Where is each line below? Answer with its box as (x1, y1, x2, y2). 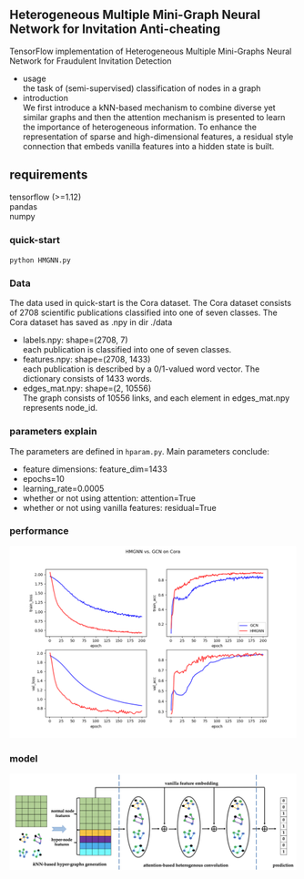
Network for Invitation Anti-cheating (9, 22, 221, 37)
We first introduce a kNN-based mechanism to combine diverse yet (22, 102, 276, 113)
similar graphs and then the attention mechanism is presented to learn (22, 111, 286, 122)
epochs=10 (22, 473, 66, 484)
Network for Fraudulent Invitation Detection (9, 55, 172, 66)
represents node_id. (22, 403, 98, 414)
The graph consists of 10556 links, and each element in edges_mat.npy (22, 393, 290, 404)
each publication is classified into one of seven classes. (22, 344, 232, 355)
